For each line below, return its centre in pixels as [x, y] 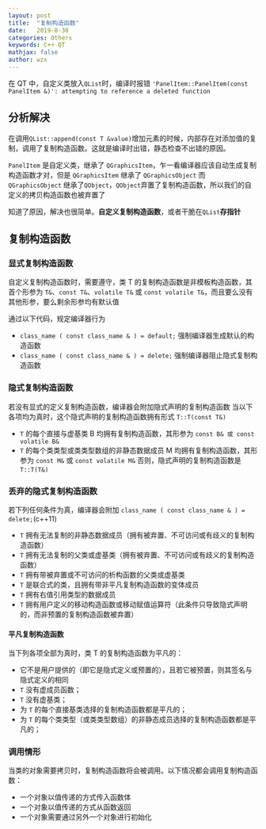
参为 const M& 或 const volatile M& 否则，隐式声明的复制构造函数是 [130, 460]
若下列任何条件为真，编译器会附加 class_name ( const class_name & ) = [127, 510]
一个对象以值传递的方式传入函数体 [75, 797]
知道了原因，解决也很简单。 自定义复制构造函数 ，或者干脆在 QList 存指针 [125, 212]
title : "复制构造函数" [44, 23]
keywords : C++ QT [37, 45]
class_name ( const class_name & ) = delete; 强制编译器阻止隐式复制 [135, 355]
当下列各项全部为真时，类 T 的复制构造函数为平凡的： [96, 653]
